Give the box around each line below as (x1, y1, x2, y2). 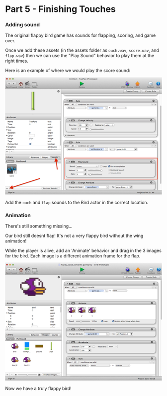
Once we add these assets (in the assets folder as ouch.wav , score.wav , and (5, 47, 159, 53)
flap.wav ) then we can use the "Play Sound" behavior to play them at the (5, 53, 155, 59)
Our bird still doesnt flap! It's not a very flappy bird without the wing (5, 233, 144, 239)
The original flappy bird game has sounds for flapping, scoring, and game (5, 32, 156, 38)
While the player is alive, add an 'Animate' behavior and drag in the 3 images (5, 247, 162, 254)
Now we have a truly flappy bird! (5, 385, 72, 391)
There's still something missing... (5, 223, 73, 229)
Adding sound (5, 21, 40, 28)
